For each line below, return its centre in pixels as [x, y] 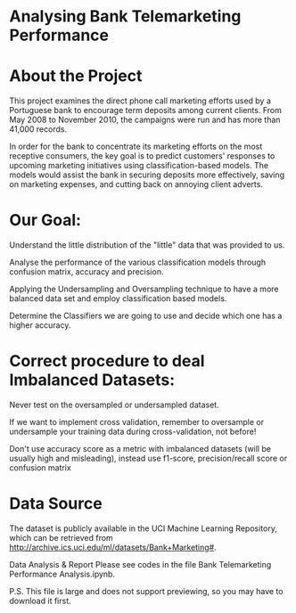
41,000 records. [38, 129]
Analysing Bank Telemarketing [125, 16]
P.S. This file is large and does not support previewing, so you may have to [146, 591]
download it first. [40, 601]
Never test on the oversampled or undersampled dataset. [115, 405]
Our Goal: [45, 221]
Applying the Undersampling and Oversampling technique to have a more [144, 289]
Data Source [56, 504]
